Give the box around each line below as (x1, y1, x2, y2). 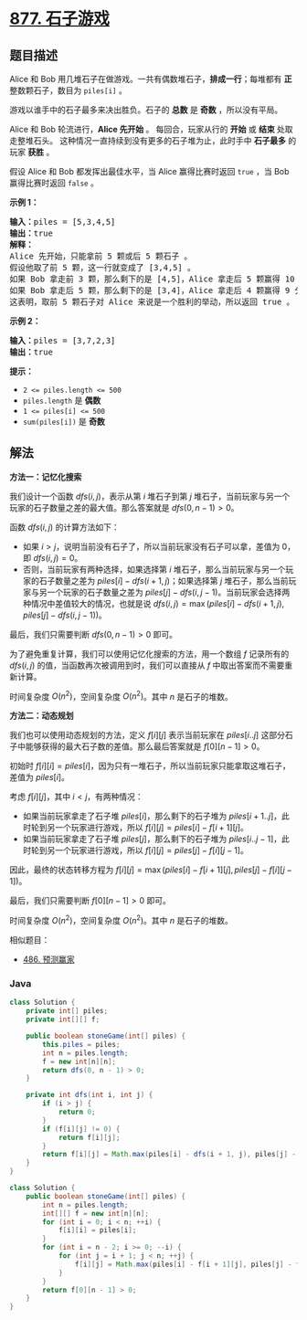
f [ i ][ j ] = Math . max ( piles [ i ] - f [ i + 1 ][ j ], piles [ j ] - (74, 1260, 292, 1269)
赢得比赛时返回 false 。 (9, 177, 99, 188)
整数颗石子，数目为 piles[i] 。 (9, 85, 128, 96)
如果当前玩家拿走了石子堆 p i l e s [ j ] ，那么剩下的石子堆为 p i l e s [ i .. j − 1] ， (22, 833, 282, 845)
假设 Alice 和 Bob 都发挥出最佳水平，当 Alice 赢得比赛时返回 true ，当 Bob (9, 166, 290, 176)
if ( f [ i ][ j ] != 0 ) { (42, 1125, 121, 1134)
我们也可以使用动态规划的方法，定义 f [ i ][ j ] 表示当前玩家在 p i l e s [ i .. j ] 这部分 (9, 730, 286, 741)
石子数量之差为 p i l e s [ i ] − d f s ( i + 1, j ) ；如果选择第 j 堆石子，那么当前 (38, 575, 289, 586)
